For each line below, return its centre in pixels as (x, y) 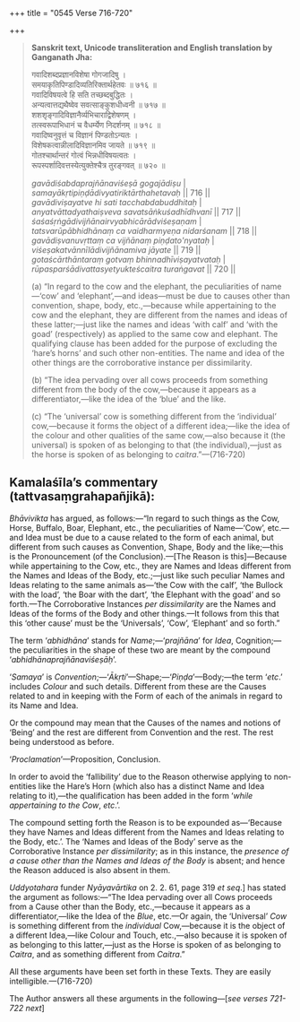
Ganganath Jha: (61, 57)
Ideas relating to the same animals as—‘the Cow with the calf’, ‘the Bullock (146, 585)
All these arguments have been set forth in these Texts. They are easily (140, 971)
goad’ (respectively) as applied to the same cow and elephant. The (154, 334)
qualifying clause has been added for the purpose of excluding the (154, 343)
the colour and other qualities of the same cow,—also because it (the (158, 435)
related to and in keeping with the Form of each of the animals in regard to (146, 696)
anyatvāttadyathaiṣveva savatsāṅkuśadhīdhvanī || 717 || (136, 212)
